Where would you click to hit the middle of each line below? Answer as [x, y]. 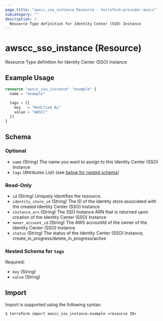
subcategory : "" [22, 14]
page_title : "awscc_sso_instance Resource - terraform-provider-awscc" [81, 10]
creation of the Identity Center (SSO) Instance [59, 217]
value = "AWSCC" [31, 112]
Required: [15, 262]
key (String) [24, 272]
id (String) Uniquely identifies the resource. [57, 196]
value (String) [26, 277]
